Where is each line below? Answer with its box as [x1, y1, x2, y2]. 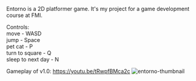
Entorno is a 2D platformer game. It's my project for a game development [6, 5, 190, 12]
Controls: [6, 24, 29, 30]
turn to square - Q [6, 49, 52, 57]
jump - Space [6, 37, 41, 43]
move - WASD [6, 30, 42, 37]
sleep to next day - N [6, 56, 59, 63]
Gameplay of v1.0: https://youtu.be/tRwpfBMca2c [6, 68, 131, 75]
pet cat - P [6, 43, 33, 50]
